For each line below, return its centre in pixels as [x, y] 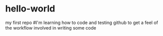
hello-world [30, 9]
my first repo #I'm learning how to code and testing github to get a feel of [82, 22]
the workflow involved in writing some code [51, 27]
